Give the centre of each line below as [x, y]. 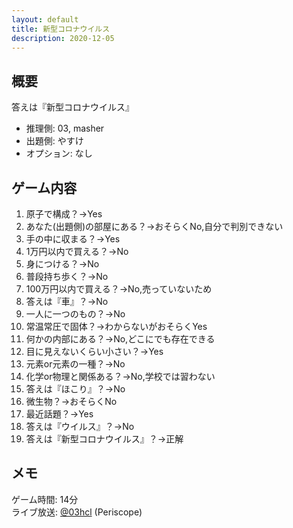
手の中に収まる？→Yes [73, 239]
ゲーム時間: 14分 [45, 499]
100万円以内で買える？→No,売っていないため [119, 289]
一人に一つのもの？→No [75, 314]
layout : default [45, 19]
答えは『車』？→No [67, 301]
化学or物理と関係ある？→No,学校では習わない [120, 376]
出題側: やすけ [54, 141]
